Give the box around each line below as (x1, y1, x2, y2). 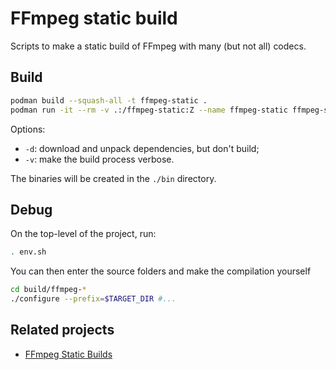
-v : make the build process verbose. (24, 153, 175, 165)
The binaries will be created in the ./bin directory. (10, 172, 217, 184)
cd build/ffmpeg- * (10, 285, 87, 295)
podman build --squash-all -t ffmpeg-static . (10, 95, 208, 106)
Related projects (10, 322, 115, 339)
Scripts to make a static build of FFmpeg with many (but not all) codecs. (10, 40, 307, 52)
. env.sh (10, 247, 47, 257)
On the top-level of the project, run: (10, 228, 157, 240)
